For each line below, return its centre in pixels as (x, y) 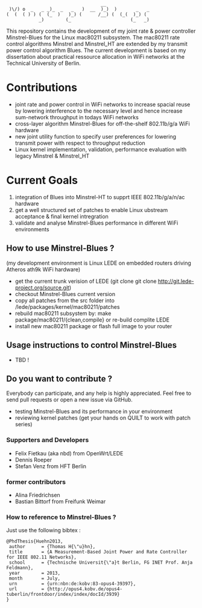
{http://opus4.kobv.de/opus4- (84, 589)
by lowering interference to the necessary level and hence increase (99, 111)
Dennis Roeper (33, 460)
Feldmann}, (20, 568)
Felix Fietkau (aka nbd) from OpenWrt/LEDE (69, 453)
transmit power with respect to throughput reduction (80, 143)
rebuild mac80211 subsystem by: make (63, 313)
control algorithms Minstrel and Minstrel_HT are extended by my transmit (97, 44)
